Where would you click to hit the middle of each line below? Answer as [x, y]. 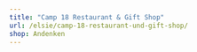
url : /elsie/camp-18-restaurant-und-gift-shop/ [99, 26]
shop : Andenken [37, 33]
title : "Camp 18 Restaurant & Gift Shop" [87, 17]
